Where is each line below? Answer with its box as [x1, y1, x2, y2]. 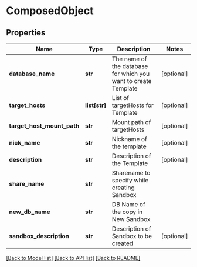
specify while [111, 176, 149, 184]
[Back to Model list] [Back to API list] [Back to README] [6, 255, 141, 261]
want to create [111, 77, 152, 85]
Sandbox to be [111, 232, 152, 240]
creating [111, 183, 135, 192]
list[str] [84, 101, 107, 109]
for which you [111, 69, 150, 78]
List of [111, 94, 130, 102]
